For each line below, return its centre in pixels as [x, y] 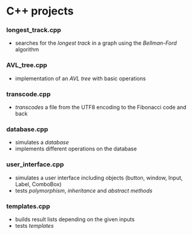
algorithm [27, 50]
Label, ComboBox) [38, 184]
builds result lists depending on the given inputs [75, 219]
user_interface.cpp [35, 164]
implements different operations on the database [76, 149]
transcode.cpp [28, 94]
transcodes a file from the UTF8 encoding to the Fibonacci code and [101, 108]
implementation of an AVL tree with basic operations [81, 78]
